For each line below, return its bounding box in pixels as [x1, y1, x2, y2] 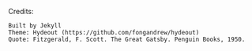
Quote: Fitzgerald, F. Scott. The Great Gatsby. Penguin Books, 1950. [8, 35, 246, 43]
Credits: [8, 7, 34, 16]
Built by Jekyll [8, 22, 62, 30]
